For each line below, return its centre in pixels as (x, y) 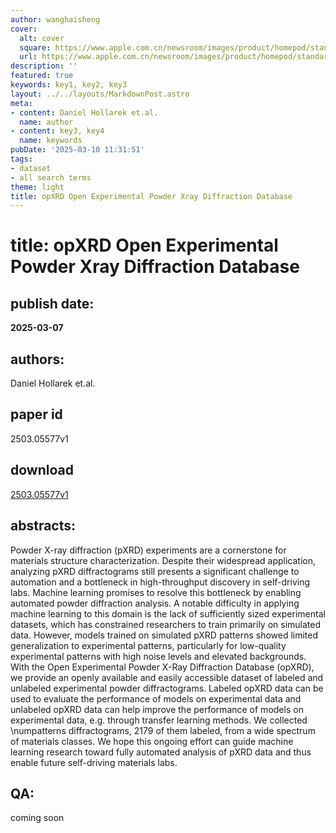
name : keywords (51, 141)
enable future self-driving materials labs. (94, 762)
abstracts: (43, 526)
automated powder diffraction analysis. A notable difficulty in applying (155, 603)
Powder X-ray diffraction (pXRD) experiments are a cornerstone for (148, 550)
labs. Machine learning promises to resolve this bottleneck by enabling (156, 592)
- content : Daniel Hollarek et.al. (84, 112)
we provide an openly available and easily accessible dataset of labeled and (167, 677)
